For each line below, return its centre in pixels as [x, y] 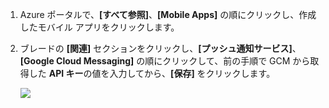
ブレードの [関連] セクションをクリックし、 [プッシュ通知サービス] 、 [160, 48]
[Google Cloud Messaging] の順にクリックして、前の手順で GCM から [165, 61]
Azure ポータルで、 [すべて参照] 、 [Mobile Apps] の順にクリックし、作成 [168, 14]
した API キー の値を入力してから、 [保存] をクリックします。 [152, 73]
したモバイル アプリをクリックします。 [99, 27]
